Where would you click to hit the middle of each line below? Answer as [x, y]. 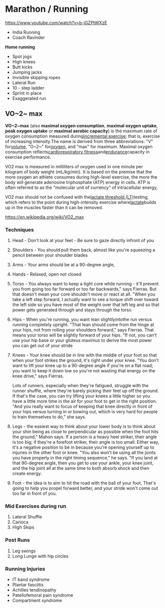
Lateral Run [24, 83]
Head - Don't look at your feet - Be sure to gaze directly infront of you [83, 241]
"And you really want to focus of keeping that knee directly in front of [82, 406]
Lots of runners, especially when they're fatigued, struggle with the [80, 386]
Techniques [20, 230]
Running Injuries [25, 569]
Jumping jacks [27, 72]
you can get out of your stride [42, 346]
